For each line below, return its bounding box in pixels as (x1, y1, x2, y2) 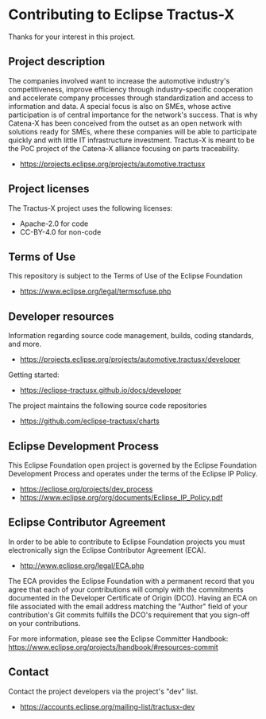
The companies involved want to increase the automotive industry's (8, 76, 230, 85)
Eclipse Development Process (8, 439, 160, 453)
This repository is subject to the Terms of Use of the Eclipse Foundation (8, 271, 243, 281)
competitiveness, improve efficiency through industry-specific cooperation (8, 84, 253, 94)
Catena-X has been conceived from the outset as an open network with (8, 118, 242, 128)
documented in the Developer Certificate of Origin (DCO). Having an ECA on (8, 593, 258, 602)
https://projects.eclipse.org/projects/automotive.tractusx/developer (19, 355, 241, 364)
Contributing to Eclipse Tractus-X (8, 6, 235, 24)
